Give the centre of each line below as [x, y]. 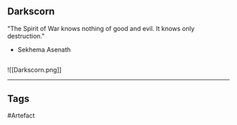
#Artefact [21, 116]
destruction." [26, 36]
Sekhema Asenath [44, 49]
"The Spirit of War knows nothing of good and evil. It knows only [101, 28]
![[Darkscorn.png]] [35, 70]
